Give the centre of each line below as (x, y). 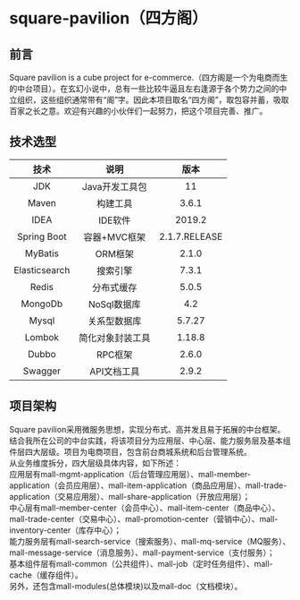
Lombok (42, 337)
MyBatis (42, 253)
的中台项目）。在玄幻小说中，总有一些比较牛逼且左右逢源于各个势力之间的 (144, 89)
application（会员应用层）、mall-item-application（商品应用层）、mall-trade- (148, 485)
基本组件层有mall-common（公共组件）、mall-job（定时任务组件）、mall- (141, 563)
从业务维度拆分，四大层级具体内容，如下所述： (95, 463)
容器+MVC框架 (114, 236)
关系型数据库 (115, 321)
